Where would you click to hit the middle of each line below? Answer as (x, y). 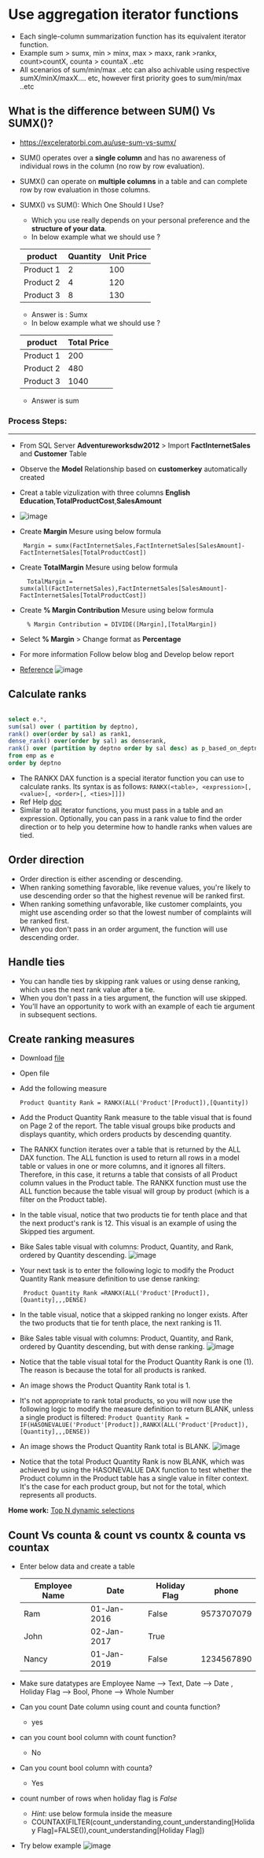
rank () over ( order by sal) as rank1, (70, 734)
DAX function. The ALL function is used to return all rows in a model (129, 1158)
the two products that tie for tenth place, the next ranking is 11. (120, 1323)
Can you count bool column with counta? (86, 1768)
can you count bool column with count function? (98, 1738)
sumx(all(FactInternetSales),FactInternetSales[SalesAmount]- (123, 589)
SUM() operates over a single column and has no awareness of (123, 157)
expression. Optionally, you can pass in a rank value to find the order (130, 818)
